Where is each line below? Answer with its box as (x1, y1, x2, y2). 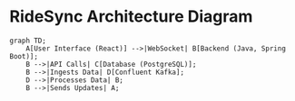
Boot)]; (9, 51, 39, 60)
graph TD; (9, 36, 47, 45)
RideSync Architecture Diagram (9, 6, 253, 27)
